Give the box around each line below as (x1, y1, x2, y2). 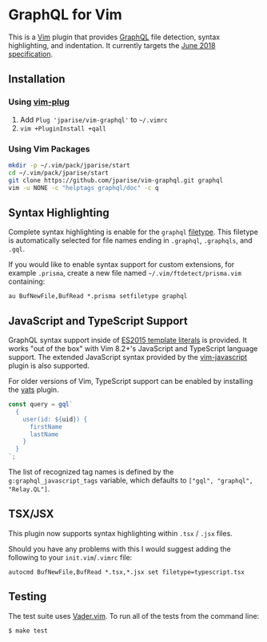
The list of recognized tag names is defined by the (8, 467, 174, 477)
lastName (29, 430, 59, 438)
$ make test (8, 627, 48, 635)
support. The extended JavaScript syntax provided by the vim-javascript (8, 353, 248, 362)
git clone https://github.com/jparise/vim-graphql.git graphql (8, 176, 224, 184)
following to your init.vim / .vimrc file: (8, 552, 133, 562)
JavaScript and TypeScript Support (8, 314, 188, 328)
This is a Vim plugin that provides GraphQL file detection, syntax (8, 32, 221, 42)
